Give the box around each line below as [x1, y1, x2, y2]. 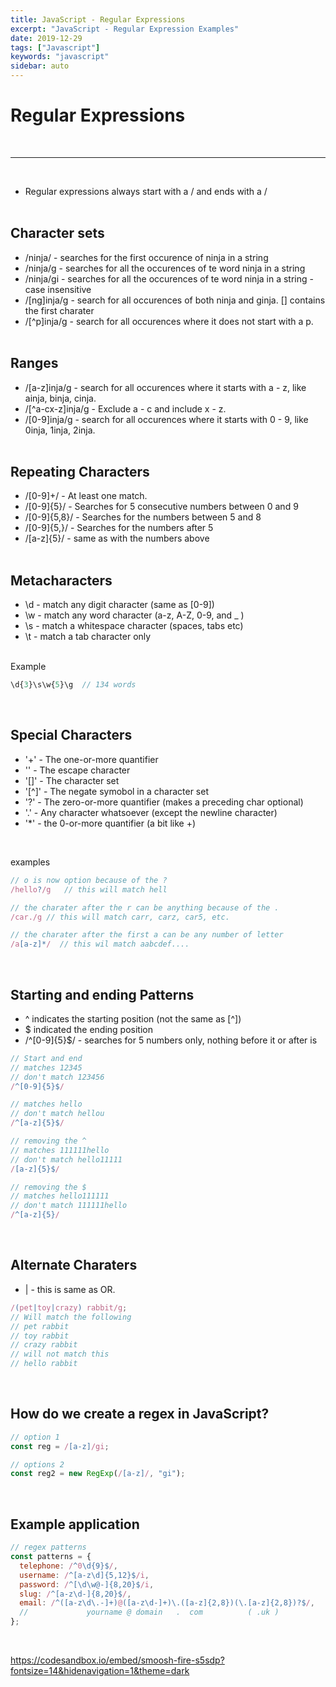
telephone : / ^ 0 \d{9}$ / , [19, 1561, 118, 1571]
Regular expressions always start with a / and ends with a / [24, 185, 268, 197]
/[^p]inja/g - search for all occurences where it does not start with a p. [24, 315, 314, 327]
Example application [10, 1516, 140, 1533]
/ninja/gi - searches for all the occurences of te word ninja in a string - [24, 272, 314, 285]
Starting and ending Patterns [10, 986, 195, 1003]
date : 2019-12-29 [10, 33, 83, 43]
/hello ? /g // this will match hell [10, 884, 168, 895]
